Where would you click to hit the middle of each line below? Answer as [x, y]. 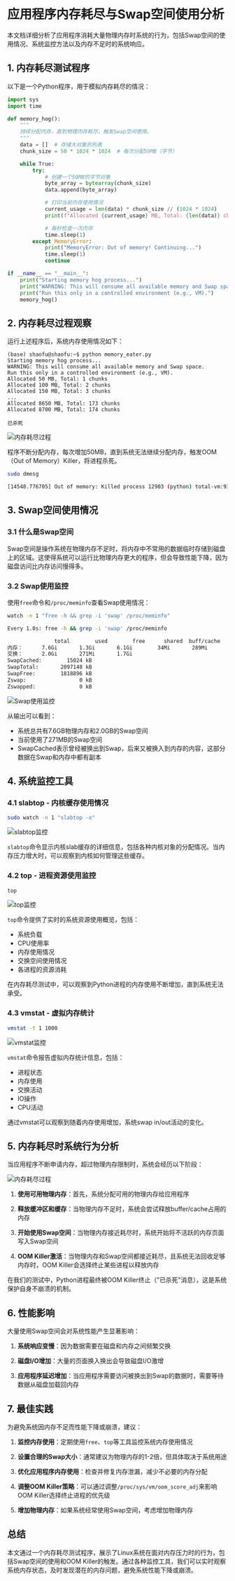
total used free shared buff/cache [137, 641]
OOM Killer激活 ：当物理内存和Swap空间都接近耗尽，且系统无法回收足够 [121, 1256]
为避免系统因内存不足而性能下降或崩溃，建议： [74, 1427]
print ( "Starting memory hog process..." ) [81, 280]
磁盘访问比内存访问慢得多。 [47, 566]
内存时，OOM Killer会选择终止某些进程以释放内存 [88, 1265]
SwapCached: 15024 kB [50, 661]
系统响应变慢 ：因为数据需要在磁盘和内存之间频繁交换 [94, 1346]
